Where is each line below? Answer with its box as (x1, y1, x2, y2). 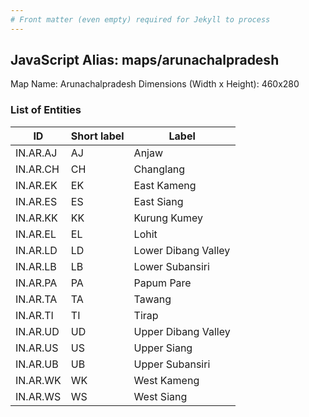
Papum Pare (133, 276, 192, 290)
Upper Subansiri (133, 357, 211, 371)
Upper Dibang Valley (133, 324, 231, 338)
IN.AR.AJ (15, 146, 58, 160)
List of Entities (10, 103, 82, 117)
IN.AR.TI (15, 308, 54, 322)
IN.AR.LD (15, 243, 58, 257)
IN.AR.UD (15, 324, 60, 338)
